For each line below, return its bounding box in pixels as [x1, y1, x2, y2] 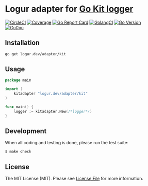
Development [5, 127, 47, 135]
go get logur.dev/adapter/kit [5, 51, 66, 56]
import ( [5, 86, 23, 92]
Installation [5, 39, 40, 47]
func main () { [5, 104, 34, 109]
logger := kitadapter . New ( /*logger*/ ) [14, 109, 92, 114]
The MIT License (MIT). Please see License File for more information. [5, 176, 143, 182]
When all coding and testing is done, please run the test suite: [5, 140, 129, 146]
